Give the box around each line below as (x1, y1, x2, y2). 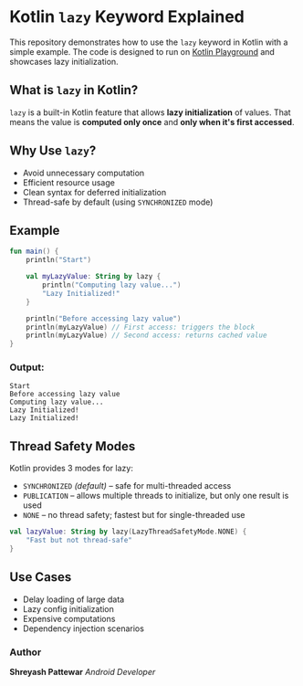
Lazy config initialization (22, 603, 114, 614)
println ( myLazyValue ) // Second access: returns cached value (26, 331, 267, 340)
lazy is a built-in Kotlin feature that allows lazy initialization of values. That (9, 107, 291, 118)
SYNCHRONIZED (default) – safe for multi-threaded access (22, 480, 232, 491)
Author (9, 646, 42, 659)
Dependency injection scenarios (22, 623, 144, 634)
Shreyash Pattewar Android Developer (9, 666, 156, 677)
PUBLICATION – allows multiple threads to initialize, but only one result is (22, 491, 289, 501)
